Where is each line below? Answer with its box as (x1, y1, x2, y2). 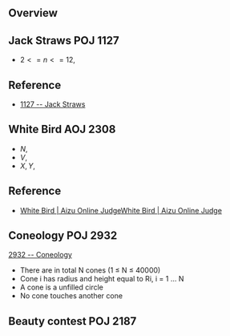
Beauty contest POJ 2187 (8, 314, 137, 328)
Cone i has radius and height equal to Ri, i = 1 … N (19, 274, 184, 284)
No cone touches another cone (19, 291, 123, 301)
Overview (8, 6, 59, 20)
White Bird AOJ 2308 (8, 123, 116, 136)
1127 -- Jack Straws (19, 99, 86, 109)
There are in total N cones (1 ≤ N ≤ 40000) (19, 265, 161, 275)
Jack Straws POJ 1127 (8, 34, 120, 47)
